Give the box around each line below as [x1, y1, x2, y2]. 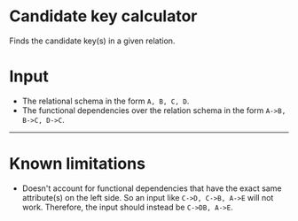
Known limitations [9, 154, 146, 174]
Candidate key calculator [9, 6, 198, 27]
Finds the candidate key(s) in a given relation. [9, 35, 176, 46]
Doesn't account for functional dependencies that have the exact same [21, 183, 282, 194]
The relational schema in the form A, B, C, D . [21, 95, 190, 106]
